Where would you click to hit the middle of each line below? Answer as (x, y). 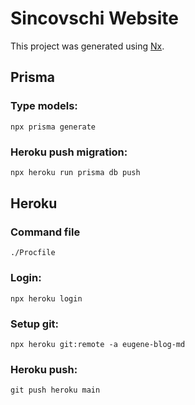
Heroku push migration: (69, 152)
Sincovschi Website (95, 18)
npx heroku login (46, 298)
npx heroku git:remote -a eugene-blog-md (98, 345)
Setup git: (35, 324)
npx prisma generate (53, 127)
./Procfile (33, 253)
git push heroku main (55, 390)
